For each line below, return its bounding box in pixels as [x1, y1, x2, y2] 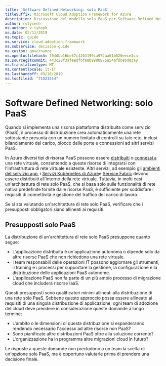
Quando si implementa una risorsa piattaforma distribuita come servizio [5, 124, 151, 130]
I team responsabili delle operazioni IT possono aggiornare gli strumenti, [12, 259, 160, 265]
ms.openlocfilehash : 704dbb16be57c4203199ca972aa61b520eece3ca [5, 53, 138, 58]
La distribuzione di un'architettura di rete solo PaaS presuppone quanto [5, 234, 151, 240]
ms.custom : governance [5, 48, 52, 53]
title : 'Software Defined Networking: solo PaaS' [5, 7, 110, 12]
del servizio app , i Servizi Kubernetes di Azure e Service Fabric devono [5, 170, 149, 176]
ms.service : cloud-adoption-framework [5, 40, 85, 44]
